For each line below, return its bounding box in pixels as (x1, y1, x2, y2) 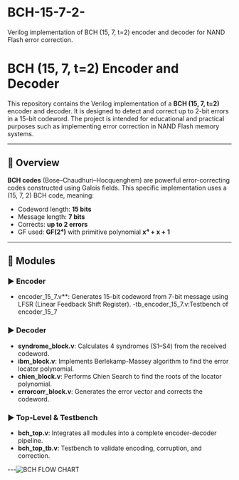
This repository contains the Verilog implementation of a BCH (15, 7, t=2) (7, 99, 220, 108)
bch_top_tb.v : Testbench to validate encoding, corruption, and (17, 444, 202, 452)
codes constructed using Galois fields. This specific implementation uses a (7, 183, 228, 192)
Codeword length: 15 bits (17, 205, 92, 213)
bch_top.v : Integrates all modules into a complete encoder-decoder (17, 429, 217, 437)
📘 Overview (7, 157, 60, 169)
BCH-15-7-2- (7, 4, 85, 21)
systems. (7, 129, 34, 138)
